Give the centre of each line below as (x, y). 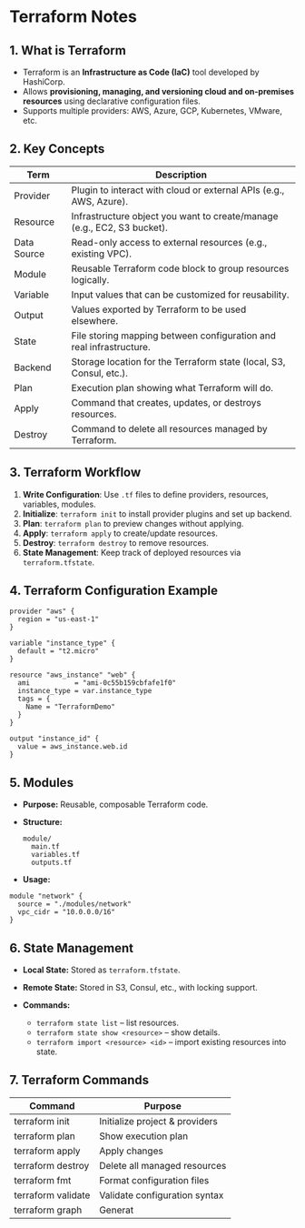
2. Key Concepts (57, 149)
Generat (117, 1210)
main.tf (46, 847)
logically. (90, 279)
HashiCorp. (44, 82)
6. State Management (72, 948)
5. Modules (42, 783)
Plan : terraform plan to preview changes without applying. (133, 523)
